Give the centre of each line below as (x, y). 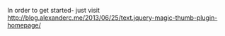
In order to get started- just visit (54, 10)
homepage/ (24, 25)
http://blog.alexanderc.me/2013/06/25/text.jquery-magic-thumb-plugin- (112, 18)
